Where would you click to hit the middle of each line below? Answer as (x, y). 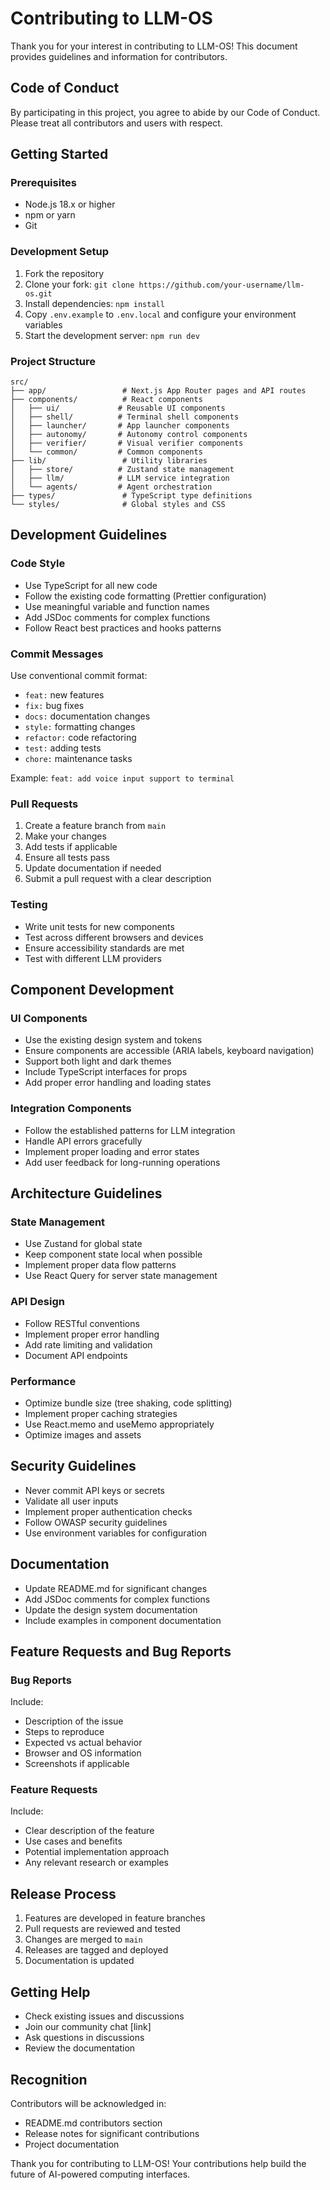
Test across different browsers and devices (114, 937)
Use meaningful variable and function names (117, 606)
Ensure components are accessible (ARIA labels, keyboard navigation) (169, 1051)
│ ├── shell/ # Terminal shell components (125, 417)
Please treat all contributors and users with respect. (116, 123)
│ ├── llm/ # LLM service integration (120, 478)
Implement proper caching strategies (101, 1413)
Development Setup (59, 252)
